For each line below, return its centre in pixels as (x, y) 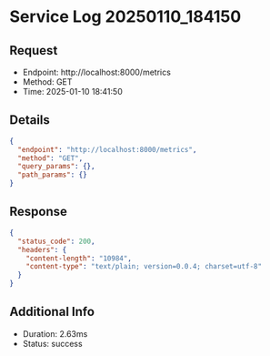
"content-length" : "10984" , (79, 258)
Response (39, 212)
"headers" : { (42, 249)
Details (30, 120)
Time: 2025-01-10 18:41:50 (72, 92)
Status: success (53, 343)
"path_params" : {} (53, 175)
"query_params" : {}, (56, 167)
